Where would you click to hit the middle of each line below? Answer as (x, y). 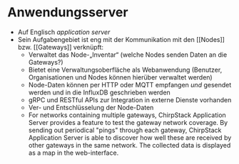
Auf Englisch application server (64, 32)
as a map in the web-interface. (73, 153)
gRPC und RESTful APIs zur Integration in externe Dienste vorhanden (130, 99)
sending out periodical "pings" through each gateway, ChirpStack (125, 130)
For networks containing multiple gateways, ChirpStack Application (127, 115)
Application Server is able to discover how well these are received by (130, 137)
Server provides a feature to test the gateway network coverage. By (128, 122)
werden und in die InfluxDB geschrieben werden (100, 92)
